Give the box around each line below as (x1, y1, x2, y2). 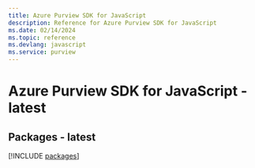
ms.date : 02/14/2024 (8, 26, 77, 34)
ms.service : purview (8, 48, 77, 56)
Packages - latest (8, 130, 96, 144)
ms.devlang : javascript (8, 41, 87, 49)
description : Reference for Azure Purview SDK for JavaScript (8, 19, 217, 27)
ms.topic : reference (8, 33, 77, 42)
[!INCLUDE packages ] (8, 151, 80, 160)
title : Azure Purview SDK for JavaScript (8, 11, 147, 20)
